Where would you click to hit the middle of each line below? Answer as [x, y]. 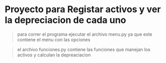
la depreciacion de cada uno [65, 20]
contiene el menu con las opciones [54, 40]
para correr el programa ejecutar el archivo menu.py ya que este [85, 34]
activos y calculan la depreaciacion [54, 55]
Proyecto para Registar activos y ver [83, 9]
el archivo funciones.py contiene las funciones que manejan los [84, 49]
